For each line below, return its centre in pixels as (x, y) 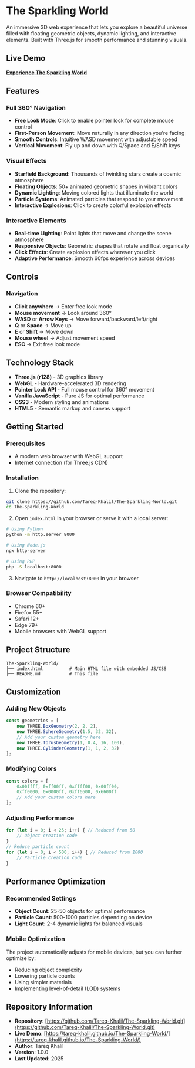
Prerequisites (26, 443)
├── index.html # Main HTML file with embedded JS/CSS (86, 668)
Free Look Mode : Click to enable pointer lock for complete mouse (94, 121)
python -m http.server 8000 (41, 535)
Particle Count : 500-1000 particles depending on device (83, 918)
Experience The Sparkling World (46, 73)
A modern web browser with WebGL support (69, 456)
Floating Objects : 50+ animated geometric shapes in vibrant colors (96, 186)
